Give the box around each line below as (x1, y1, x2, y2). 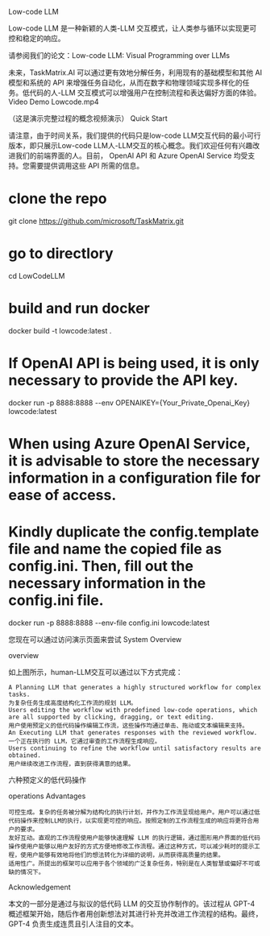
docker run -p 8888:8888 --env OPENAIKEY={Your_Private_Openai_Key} (8, 398, 251, 408)
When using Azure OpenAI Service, (8, 434, 251, 453)
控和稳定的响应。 (8, 34, 65, 43)
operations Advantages (8, 791, 86, 801)
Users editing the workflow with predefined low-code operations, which (8, 706, 258, 714)
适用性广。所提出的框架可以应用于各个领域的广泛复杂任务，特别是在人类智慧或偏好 (8, 859, 243, 868)
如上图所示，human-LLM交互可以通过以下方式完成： (8, 667, 183, 677)
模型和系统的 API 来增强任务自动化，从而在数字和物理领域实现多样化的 (8, 78, 243, 87)
